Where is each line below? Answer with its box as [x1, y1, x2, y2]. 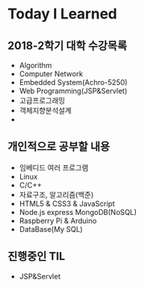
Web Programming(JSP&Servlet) [19, 86, 128, 95]
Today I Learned [7, 5, 117, 23]
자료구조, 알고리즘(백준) [19, 189, 94, 199]
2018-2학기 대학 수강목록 [7, 39, 128, 52]
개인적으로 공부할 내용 [7, 140, 110, 153]
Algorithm [19, 61, 52, 70]
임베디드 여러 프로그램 [19, 162, 89, 172]
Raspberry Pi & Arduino [19, 216, 97, 225]
